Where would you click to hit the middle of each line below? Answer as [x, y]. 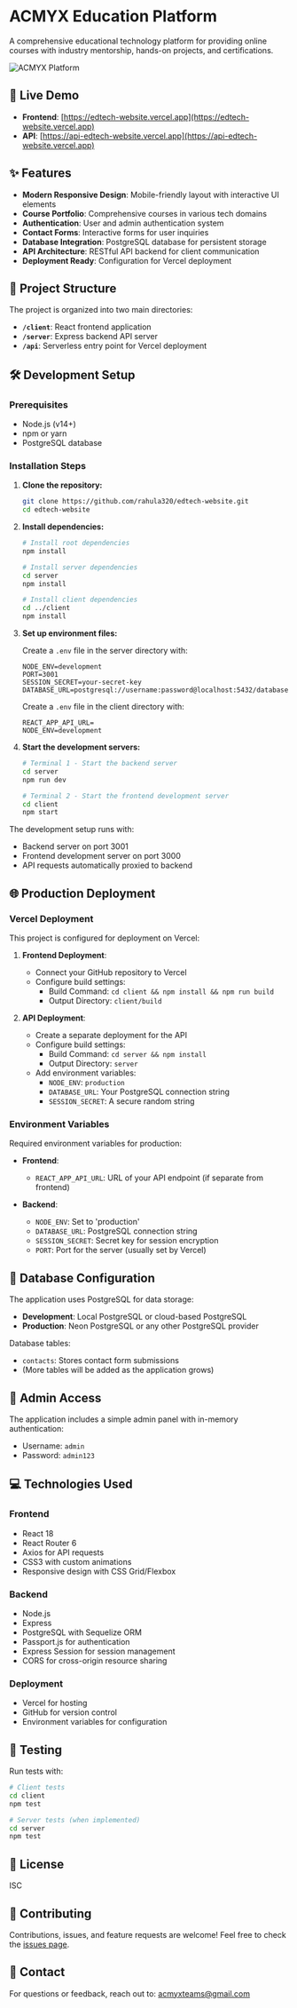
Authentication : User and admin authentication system [123, 223]
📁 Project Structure [63, 288]
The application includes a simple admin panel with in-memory [124, 1419]
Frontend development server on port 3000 [102, 856]
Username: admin [53, 1446]
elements [39, 204]
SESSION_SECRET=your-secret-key [82, 683]
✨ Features [40, 174]
